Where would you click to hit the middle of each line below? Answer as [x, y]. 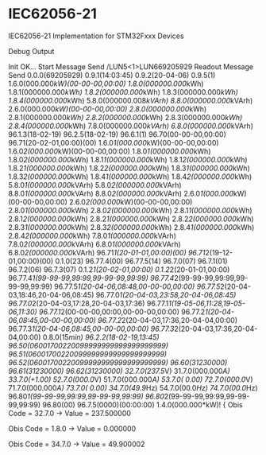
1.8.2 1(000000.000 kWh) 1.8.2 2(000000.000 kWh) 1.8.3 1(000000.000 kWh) [129, 168]
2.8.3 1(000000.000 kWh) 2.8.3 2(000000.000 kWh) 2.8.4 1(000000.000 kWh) [131, 227]
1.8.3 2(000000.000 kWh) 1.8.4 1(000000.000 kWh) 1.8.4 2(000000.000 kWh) [130, 177]
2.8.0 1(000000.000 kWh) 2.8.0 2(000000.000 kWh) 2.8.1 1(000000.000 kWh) [130, 210]
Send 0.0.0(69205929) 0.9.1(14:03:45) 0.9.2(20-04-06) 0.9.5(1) [112, 75]
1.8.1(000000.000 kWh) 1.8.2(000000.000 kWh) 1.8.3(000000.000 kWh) [123, 91]
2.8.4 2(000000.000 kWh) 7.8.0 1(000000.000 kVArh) [93, 235]
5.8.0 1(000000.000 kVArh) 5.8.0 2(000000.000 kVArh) [95, 185]
